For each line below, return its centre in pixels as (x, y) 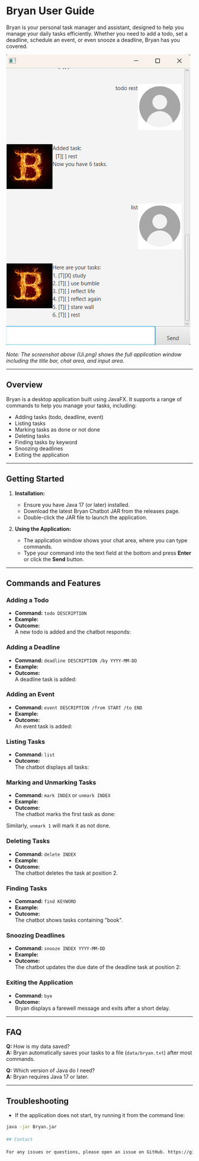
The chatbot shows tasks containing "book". (69, 920)
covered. (17, 46)
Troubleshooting (38, 1101)
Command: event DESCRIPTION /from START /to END (78, 707)
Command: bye (33, 995)
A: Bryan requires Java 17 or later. (47, 1077)
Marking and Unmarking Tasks (51, 782)
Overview (25, 385)
